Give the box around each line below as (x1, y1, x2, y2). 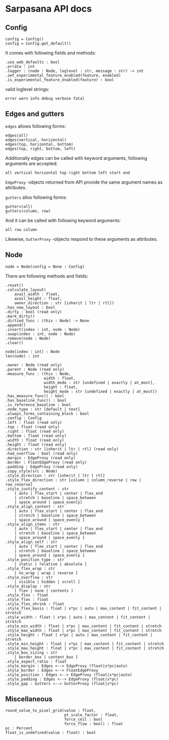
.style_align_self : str (5, 539, 58, 544)
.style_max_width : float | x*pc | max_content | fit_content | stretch (5, 628, 162, 633)
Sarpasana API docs (5, 3, 92, 15)
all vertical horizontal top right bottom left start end (5, 170, 130, 175)
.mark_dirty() (5, 314, 35, 319)
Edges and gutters (5, 110, 65, 118)
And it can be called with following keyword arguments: (5, 217, 121, 223)
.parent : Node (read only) (5, 367, 65, 372)
